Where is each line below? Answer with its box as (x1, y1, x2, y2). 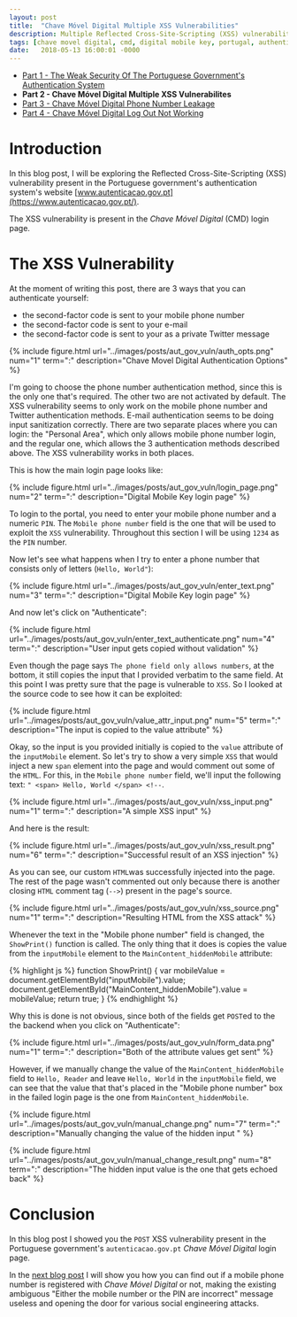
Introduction (9, 139, 103, 159)
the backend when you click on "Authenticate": (9, 1020, 180, 1030)
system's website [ (9, 187, 78, 198)
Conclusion (9, 1205, 95, 1225)
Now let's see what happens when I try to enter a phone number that (9, 554, 260, 564)
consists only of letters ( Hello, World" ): (9, 563, 154, 574)
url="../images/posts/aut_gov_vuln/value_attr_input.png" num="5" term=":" (9, 715, 281, 725)
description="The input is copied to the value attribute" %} (9, 724, 224, 735)
